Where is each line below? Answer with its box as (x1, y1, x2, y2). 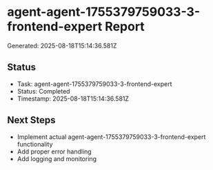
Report (104, 19, 145, 34)
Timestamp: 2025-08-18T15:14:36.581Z (17, 94, 130, 103)
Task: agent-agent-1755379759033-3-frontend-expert (17, 80, 172, 88)
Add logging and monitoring (17, 154, 97, 162)
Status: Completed (17, 87, 70, 95)
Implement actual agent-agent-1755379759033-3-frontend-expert (17, 132, 206, 141)
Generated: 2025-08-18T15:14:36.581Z (7, 41, 117, 50)
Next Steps (7, 114, 56, 126)
